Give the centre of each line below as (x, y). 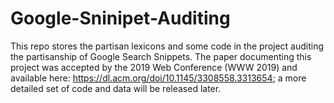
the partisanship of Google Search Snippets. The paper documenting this (161, 56)
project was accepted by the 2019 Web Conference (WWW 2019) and (154, 67)
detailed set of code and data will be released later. (116, 88)
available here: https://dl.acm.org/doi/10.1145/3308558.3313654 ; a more (158, 78)
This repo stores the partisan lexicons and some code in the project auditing (167, 46)
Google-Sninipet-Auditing (120, 18)
